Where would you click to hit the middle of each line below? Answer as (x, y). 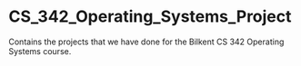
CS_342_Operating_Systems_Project (150, 17)
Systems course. (40, 51)
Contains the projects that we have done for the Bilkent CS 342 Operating (146, 42)
